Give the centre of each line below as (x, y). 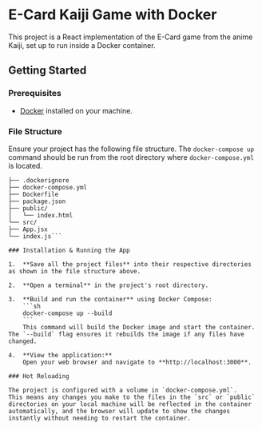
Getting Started (48, 71)
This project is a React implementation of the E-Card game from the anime (131, 37)
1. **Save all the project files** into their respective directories (130, 264)
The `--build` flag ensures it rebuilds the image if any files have (127, 334)
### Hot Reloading (39, 376)
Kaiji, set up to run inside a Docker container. (82, 45)
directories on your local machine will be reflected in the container (130, 404)
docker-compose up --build (67, 313)
